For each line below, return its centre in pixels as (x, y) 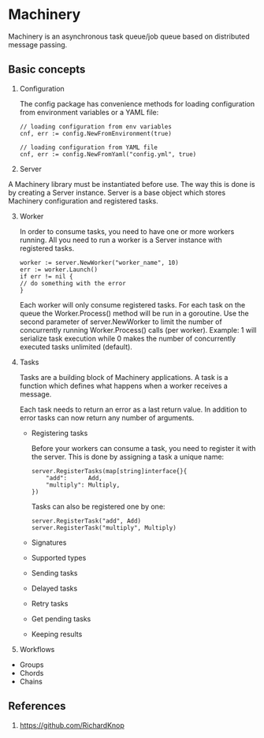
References (37, 706)
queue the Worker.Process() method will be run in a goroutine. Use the (134, 313)
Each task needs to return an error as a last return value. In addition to (133, 409)
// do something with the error (73, 283)
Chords (32, 673)
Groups (32, 665)
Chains (31, 681)
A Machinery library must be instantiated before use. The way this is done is (132, 184)
